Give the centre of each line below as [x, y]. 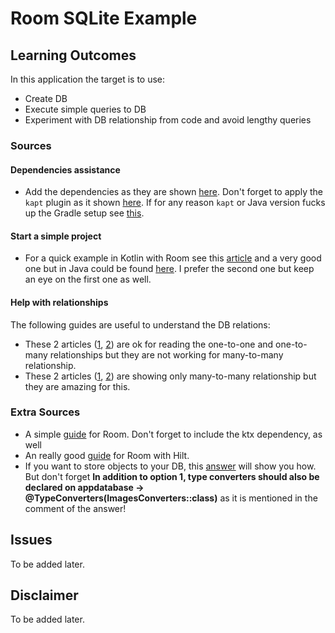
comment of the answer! [75, 508]
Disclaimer [44, 595]
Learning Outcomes [73, 55]
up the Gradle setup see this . [84, 213]
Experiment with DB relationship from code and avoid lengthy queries [168, 120]
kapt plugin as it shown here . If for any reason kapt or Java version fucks [175, 203]
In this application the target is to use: [88, 79]
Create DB [46, 98]
